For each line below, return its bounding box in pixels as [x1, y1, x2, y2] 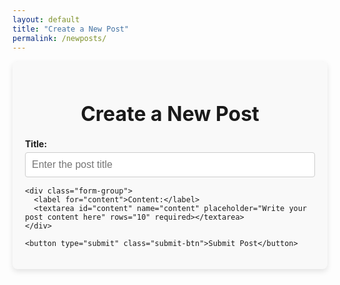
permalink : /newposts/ [12, 33, 107, 43]
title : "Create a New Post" [12, 24, 130, 34]
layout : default [12, 14, 80, 25]
